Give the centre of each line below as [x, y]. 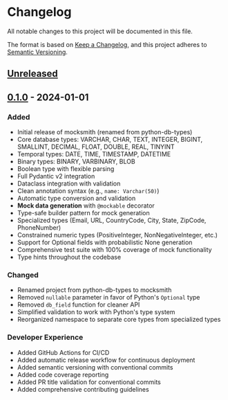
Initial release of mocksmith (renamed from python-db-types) [105, 132]
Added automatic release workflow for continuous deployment [106, 360]
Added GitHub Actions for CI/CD [63, 352]
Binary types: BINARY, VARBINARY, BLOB [76, 162]
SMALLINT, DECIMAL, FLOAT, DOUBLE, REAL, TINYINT [96, 147]
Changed [23, 275]
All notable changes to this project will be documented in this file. [100, 31]
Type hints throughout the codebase [69, 257]
